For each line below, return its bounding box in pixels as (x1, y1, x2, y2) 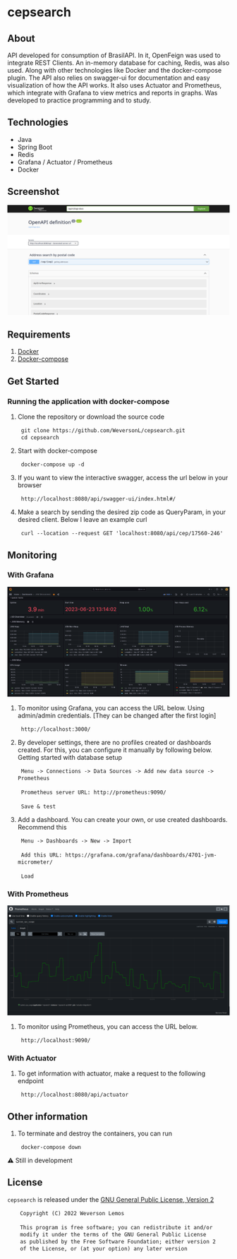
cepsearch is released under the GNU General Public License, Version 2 (7, 1195, 214, 1204)
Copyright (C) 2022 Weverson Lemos (20, 1210, 125, 1217)
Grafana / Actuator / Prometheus (17, 157, 113, 166)
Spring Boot (17, 143, 53, 151)
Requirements (7, 329, 71, 341)
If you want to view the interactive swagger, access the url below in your (17, 474, 229, 482)
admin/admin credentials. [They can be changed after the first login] (17, 711, 217, 720)
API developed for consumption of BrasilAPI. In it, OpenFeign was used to (7, 51, 221, 59)
